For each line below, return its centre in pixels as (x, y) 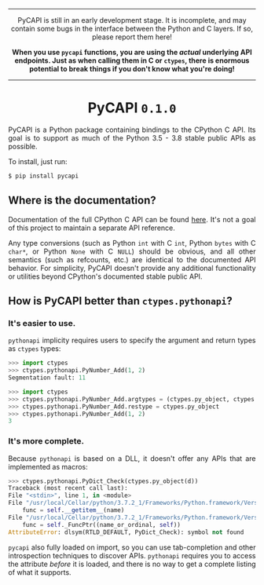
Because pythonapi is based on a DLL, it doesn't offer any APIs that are (132, 458)
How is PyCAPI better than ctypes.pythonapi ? (121, 301)
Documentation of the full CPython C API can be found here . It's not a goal (132, 219)
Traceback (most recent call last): (68, 488)
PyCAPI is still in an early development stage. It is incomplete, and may (132, 20)
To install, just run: (38, 161)
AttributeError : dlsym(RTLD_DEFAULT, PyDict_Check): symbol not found (126, 532)
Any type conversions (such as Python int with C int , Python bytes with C (132, 243)
